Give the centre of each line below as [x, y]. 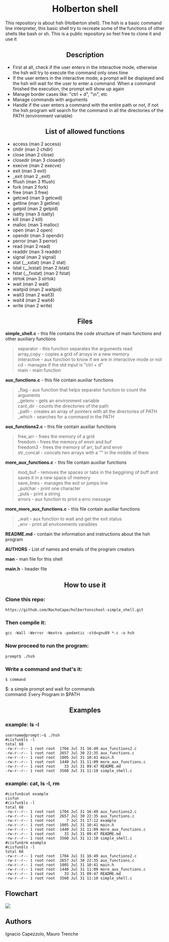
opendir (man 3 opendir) [38, 235]
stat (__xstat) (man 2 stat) [39, 262]
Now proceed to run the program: [47, 646]
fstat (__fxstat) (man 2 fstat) [41, 273]
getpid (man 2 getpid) [35, 208]
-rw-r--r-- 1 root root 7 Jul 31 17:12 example [61, 820]
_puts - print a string [39, 494]
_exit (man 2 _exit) [31, 176]
